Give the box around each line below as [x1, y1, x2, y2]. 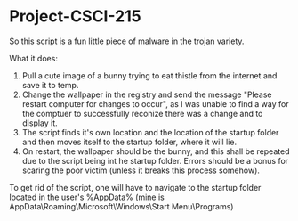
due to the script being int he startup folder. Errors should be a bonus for [21, 155, 289, 166]
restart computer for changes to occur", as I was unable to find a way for [21, 98, 289, 109]
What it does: [9, 53, 58, 63]
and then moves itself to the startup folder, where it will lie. [21, 136, 238, 147]
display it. [21, 118, 58, 128]
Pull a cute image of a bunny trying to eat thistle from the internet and [21, 70, 278, 81]
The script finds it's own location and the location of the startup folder [21, 127, 279, 137]
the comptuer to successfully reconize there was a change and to [21, 108, 263, 119]
